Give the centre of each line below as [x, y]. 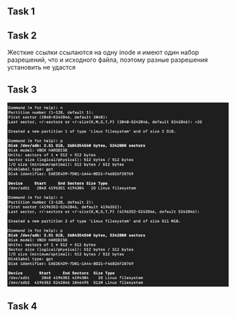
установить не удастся [41, 67]
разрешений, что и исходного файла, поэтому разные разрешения [108, 60]
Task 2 [22, 35]
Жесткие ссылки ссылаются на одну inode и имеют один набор [103, 53]
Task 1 [21, 12]
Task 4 [22, 306]
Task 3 [22, 90]
